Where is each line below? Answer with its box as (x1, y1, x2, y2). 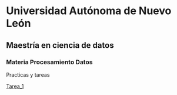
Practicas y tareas (6, 71, 50, 78)
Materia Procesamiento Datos (6, 58, 93, 66)
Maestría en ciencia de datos (6, 40, 114, 50)
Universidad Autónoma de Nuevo (6, 4, 172, 18)
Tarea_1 (6, 83, 24, 90)
